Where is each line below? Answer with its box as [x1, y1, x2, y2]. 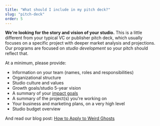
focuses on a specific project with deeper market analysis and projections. [5, 40, 156, 46]
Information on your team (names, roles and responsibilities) [12, 70, 134, 76]
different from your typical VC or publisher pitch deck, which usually [5, 35, 143, 41]
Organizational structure [12, 75, 61, 81]
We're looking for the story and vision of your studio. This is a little [5, 30, 142, 36]
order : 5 [5, 16, 23, 21]
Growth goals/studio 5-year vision [12, 85, 81, 91]
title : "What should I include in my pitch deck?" [5, 7, 111, 12]
